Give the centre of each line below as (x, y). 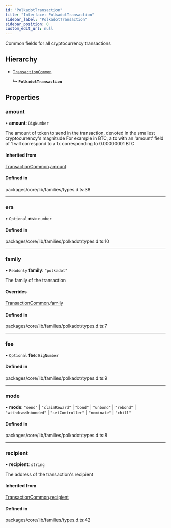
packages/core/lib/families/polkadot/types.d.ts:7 (56, 326)
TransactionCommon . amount (36, 166)
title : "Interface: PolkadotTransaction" (50, 15)
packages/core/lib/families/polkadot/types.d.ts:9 (56, 378)
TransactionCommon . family (34, 303)
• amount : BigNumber (27, 123)
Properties (22, 97)
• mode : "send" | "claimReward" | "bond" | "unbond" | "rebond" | (71, 407)
